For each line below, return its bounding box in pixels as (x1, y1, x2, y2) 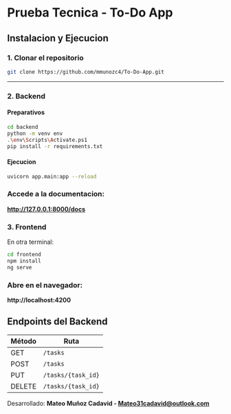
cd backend (7, 123, 38, 130)
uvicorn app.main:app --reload (7, 173, 97, 180)
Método (10, 336, 36, 346)
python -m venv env (7, 130, 63, 137)
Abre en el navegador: (7, 280, 83, 290)
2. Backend (7, 91, 46, 101)
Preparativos (7, 108, 45, 116)
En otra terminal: (7, 238, 54, 246)
